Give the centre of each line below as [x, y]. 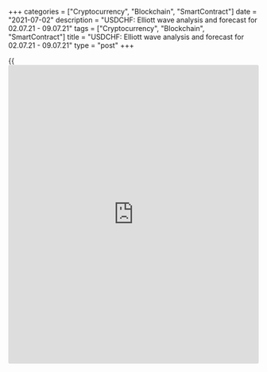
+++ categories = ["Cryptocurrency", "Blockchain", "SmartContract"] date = [133, 12]
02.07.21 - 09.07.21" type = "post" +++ [71, 45]
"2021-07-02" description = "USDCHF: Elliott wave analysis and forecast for [133, 20]
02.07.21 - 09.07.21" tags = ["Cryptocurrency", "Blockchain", [106, 28]
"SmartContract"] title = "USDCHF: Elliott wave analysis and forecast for [126, 37]
